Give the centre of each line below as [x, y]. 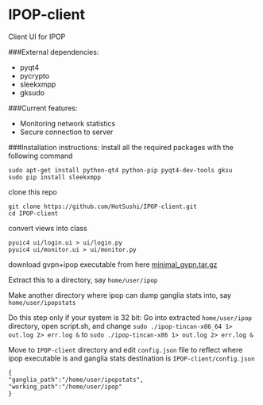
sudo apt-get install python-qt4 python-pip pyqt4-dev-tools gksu [120, 170]
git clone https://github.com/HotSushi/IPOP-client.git [102, 206]
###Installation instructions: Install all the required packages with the [121, 147]
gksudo [32, 92]
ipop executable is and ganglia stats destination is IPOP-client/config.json [132, 358]
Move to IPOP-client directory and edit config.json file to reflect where [126, 349]
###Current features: [43, 108]
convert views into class [48, 228]
